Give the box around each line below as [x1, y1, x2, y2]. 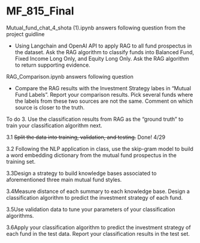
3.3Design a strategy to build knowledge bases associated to [6, 170, 157, 177]
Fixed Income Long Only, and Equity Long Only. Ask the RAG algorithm [14, 55, 190, 62]
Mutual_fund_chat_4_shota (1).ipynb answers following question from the [6, 24, 186, 31]
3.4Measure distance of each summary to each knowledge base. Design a [6, 188, 190, 195]
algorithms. [6, 212, 34, 219]
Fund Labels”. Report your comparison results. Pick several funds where [14, 91, 193, 98]
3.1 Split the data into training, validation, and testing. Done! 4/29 [6, 134, 166, 141]
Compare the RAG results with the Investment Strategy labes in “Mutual [14, 84, 192, 91]
